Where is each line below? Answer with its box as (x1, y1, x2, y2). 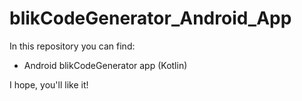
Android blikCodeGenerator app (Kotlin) (23, 59, 188, 71)
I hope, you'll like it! (9, 78, 89, 91)
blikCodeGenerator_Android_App (9, 7, 292, 30)
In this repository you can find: (9, 40, 136, 52)
